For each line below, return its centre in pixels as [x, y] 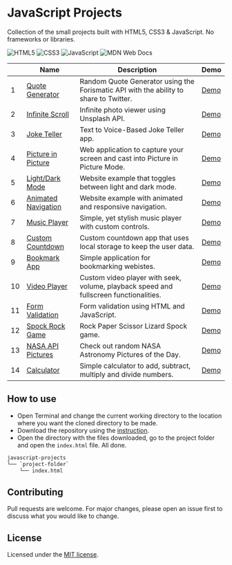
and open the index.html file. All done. [72, 445]
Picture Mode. [102, 167]
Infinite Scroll [48, 114]
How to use [32, 399]
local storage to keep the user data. [137, 246]
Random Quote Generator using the [137, 81]
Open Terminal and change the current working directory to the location [119, 416]
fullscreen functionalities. [120, 295]
